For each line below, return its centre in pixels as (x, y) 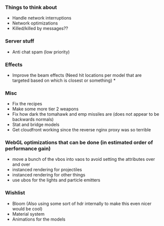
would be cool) (27, 209)
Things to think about (31, 7)
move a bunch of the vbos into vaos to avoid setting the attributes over (83, 159)
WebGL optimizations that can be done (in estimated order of (79, 143)
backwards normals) (33, 120)
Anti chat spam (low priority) (41, 52)
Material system (28, 214)
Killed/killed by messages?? (40, 28)
